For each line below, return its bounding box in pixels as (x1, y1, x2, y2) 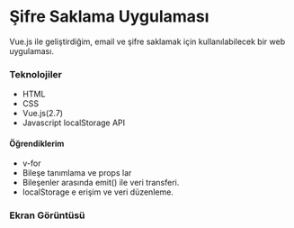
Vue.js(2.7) (22, 108, 64, 119)
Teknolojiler (9, 68, 63, 80)
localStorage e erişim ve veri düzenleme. (22, 187, 174, 197)
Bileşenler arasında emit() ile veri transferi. (22, 178, 180, 188)
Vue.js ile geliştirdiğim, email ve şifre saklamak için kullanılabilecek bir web (9, 36, 286, 47)
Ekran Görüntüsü (9, 209, 85, 222)
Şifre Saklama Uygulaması (9, 6, 209, 27)
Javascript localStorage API (22, 117, 126, 128)
